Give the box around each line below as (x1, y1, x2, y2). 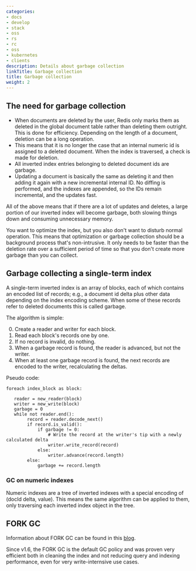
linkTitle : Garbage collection (6, 69, 82, 74)
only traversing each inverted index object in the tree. (6, 502, 135, 509)
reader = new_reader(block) (13, 396, 82, 402)
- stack (6, 25, 25, 31)
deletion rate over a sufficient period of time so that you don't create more (6, 245, 185, 252)
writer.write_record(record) (47, 442, 119, 448)
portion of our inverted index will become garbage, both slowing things (6, 209, 177, 216)
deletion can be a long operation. (14, 135, 95, 142)
